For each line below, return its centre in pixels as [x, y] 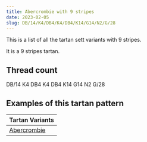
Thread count [32, 70]
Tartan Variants [32, 120]
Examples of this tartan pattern [65, 103]
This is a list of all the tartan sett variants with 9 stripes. [74, 40]
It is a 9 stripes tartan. [33, 51]
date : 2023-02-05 [28, 17]
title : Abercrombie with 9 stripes [50, 12]
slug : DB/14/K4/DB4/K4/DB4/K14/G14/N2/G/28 [61, 23]
